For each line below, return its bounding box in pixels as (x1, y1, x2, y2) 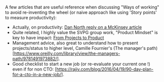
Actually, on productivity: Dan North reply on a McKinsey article (12, 24, 142, 30)
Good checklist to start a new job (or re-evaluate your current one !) (12, 61, 151, 67)
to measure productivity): (5, 15, 57, 20)
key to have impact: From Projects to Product (12, 35, 104, 41)
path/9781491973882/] (12, 56, 59, 61)
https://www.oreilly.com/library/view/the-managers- (14, 50, 120, 56)
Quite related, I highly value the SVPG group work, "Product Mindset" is (12, 30, 158, 35)
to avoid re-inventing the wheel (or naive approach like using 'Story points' (5, 9, 157, 15)
